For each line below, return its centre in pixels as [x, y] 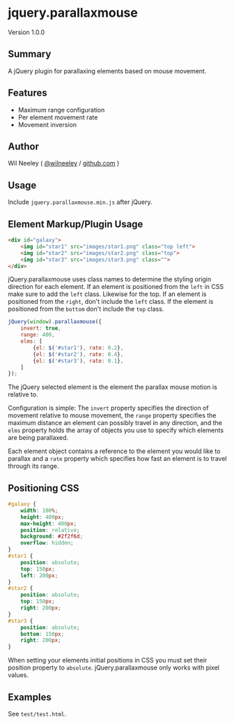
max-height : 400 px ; [49, 524]
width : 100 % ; [39, 510]
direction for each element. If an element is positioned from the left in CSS [116, 287]
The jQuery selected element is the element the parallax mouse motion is [113, 387]
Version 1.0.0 [26, 32]
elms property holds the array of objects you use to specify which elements [116, 430]
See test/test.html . [37, 714]
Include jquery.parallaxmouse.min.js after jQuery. [80, 202]
